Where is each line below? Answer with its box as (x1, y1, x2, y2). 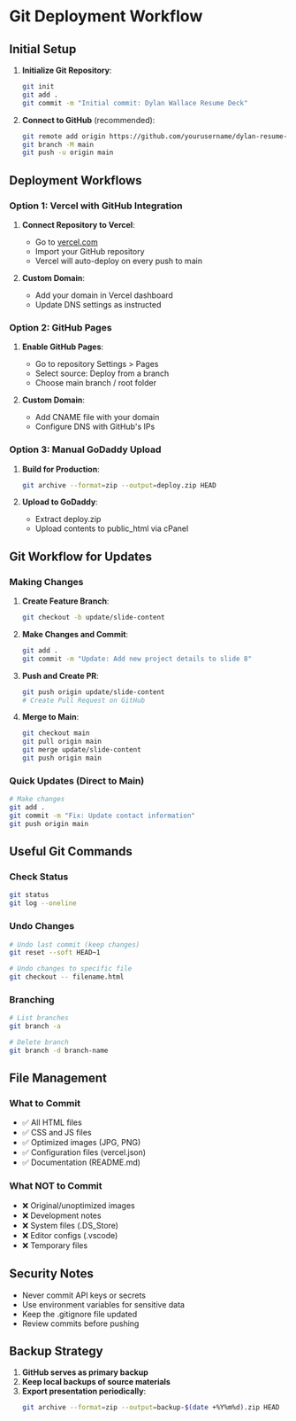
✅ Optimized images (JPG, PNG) (21, 1137, 141, 1148)
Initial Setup (9, 42, 77, 57)
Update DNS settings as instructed (34, 299, 162, 309)
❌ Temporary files (21, 1239, 88, 1251)
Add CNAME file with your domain (34, 412, 160, 423)
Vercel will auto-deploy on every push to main (34, 255, 203, 266)
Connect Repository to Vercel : (21, 219, 135, 230)
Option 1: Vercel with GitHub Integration (9, 199, 183, 212)
